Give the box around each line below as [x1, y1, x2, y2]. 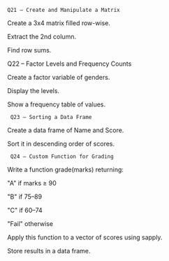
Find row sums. [7, 46, 52, 54]
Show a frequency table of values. [7, 100, 106, 108]
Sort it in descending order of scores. [7, 140, 115, 148]
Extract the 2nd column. [7, 32, 77, 41]
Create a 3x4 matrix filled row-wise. [7, 19, 110, 27]
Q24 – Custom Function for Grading [10, 153, 114, 160]
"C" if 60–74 [7, 206, 43, 214]
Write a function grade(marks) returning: [7, 165, 124, 174]
